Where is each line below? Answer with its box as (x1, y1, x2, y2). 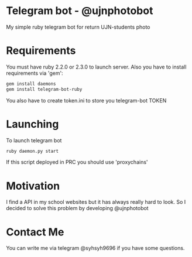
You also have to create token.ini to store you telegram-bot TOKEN (6, 97, 167, 104)
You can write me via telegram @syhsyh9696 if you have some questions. (6, 245, 185, 252)
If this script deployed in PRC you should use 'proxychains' (6, 159, 148, 166)
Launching (6, 117, 59, 131)
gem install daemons (6, 81, 57, 87)
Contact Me (6, 225, 64, 238)
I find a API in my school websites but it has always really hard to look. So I (6, 198, 186, 205)
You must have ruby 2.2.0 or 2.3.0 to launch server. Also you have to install (6, 63, 187, 70)
